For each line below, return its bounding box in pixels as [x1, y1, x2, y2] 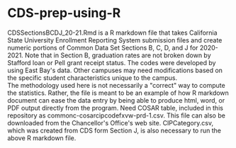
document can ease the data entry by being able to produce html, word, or [7, 96, 225, 104]
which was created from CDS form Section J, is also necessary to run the [7, 126, 222, 135]
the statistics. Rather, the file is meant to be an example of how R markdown [7, 89, 229, 97]
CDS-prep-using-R [7, 5, 121, 21]
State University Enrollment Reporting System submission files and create [7, 35, 223, 44]
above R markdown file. [7, 133, 77, 142]
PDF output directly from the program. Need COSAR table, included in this [7, 103, 223, 112]
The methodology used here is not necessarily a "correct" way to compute [7, 81, 225, 89]
